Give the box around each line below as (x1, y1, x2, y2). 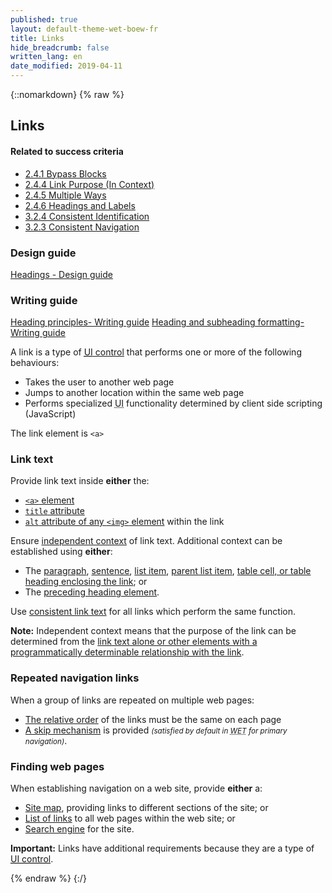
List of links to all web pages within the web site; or (24, 812, 236, 825)
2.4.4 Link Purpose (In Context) (24, 178, 155, 190)
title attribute (24, 505, 85, 517)
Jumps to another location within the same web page (24, 387, 245, 399)
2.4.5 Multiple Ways (24, 189, 107, 201)
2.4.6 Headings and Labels (24, 199, 136, 211)
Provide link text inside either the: (10, 475, 150, 487)
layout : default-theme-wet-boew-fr (10, 24, 159, 34)
